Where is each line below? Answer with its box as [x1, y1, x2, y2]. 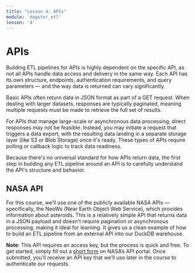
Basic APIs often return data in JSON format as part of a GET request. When [6, 94, 190, 101]
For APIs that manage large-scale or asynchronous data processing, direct [6, 118, 186, 125]
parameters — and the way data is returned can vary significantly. [6, 83, 166, 90]
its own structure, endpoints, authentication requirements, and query [6, 77, 172, 84]
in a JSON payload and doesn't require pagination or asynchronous [6, 218, 169, 225]
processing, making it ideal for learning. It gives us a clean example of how [6, 224, 187, 231]
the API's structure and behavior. [6, 166, 85, 173]
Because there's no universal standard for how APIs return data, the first [6, 154, 181, 161]
